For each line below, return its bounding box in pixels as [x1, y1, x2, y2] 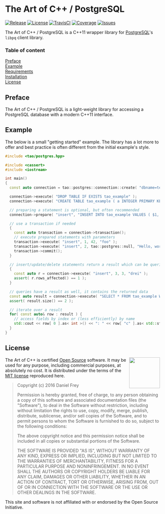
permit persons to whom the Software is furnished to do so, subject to [17, 418, 160, 424]
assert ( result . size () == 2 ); [9, 298, 74, 304]
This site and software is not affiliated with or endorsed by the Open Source [5, 499, 158, 505]
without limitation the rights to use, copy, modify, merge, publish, [17, 408, 149, 413]
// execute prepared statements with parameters [14, 235, 115, 240]
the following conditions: [17, 423, 67, 429]
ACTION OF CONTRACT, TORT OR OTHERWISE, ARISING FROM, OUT [17, 479, 159, 485]
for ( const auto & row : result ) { [9, 312, 82, 317]
